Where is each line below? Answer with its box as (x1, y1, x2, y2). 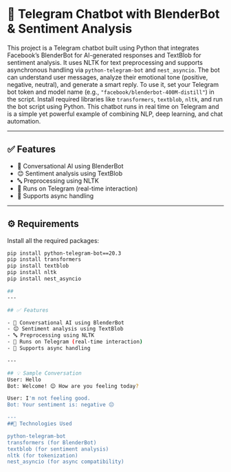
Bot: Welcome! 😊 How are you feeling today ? (7, 382, 139, 389)
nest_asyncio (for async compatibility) (7, 458, 125, 465)
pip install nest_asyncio (7, 275, 81, 282)
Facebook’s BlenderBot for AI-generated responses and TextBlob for (7, 51, 201, 59)
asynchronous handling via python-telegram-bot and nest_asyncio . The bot (7, 66, 220, 74)
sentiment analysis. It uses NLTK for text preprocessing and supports (7, 58, 203, 66)
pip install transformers (7, 256, 81, 263)
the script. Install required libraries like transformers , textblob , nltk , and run (7, 95, 223, 103)
